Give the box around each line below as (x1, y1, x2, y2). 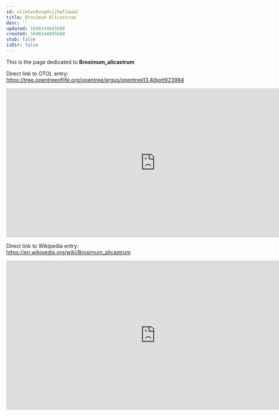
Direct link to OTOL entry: (6, 70, 69, 77)
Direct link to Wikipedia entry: (6, 242, 79, 249)
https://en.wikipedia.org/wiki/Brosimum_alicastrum (6, 248, 131, 255)
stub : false (6, 36, 36, 42)
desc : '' (6, 20, 28, 26)
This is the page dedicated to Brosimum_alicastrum (6, 58, 135, 66)
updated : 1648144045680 (6, 25, 66, 32)
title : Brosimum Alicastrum (6, 14, 76, 20)
